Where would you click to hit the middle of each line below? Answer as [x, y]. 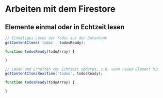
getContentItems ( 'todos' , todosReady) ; [45, 42]
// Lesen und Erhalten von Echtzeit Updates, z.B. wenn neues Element [78, 69]
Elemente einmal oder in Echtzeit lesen [65, 27]
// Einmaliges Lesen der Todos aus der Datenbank [56, 38]
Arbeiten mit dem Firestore [60, 9]
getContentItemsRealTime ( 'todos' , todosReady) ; [54, 74]
